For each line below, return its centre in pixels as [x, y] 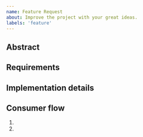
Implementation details [50, 88]
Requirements [33, 67]
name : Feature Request [34, 12]
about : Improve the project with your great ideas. [72, 17]
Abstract [23, 47]
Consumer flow [36, 108]
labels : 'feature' [29, 23]
